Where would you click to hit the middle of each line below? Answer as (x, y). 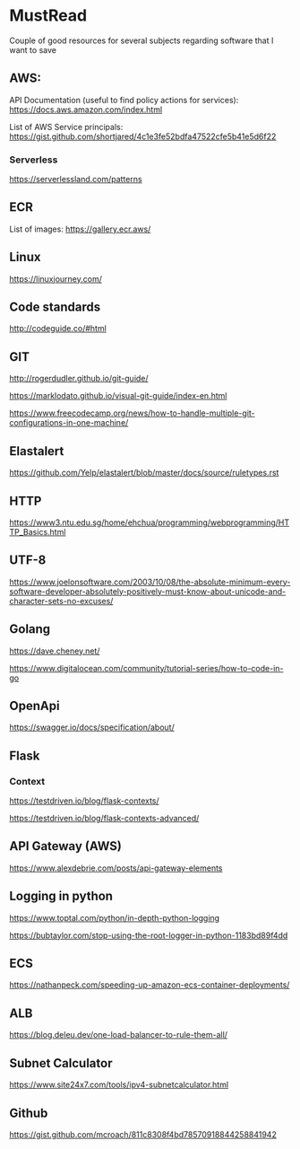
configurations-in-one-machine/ (69, 423)
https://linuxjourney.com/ (56, 278)
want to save (33, 49)
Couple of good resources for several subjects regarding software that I (141, 40)
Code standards (55, 307)
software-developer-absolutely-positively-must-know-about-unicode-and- (148, 591)
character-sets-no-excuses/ (61, 601)
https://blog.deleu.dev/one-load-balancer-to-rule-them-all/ (119, 1035)
